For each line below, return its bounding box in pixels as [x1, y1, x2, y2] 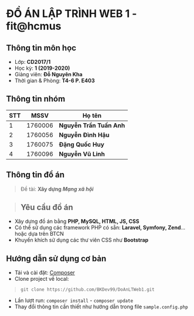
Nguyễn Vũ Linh [59, 149, 105, 158]
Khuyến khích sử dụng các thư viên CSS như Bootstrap [14, 236, 149, 244]
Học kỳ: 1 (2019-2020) [14, 64, 70, 72]
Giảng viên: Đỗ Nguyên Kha [14, 71, 83, 77]
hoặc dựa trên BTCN [14, 230, 64, 237]
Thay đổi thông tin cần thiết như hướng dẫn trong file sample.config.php [14, 303, 189, 310]
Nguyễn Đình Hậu [59, 131, 110, 139]
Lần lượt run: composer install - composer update [14, 297, 134, 304]
